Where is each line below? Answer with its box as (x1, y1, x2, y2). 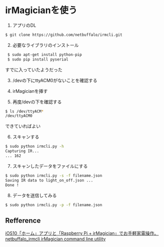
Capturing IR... (5, 149, 39, 154)
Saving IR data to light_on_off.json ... (5, 177, 94, 183)
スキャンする (12, 134, 39, 140)
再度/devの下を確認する (12, 99, 62, 105)
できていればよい (5, 123, 41, 129)
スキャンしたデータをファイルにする (12, 163, 88, 169)
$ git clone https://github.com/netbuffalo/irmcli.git (5, 32, 123, 37)
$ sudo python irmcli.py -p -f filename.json (5, 202, 102, 207)
